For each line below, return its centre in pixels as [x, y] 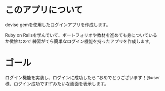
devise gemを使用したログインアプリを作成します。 [58, 25]
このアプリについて [44, 10]
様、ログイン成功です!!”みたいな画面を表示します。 [57, 84]
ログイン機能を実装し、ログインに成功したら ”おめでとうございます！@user [82, 77]
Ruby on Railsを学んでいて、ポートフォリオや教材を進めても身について [77, 35]
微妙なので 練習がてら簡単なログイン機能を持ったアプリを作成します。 [81, 41]
